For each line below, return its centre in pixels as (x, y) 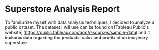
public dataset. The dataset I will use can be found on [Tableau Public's (77, 27)
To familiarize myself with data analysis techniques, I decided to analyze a (80, 22)
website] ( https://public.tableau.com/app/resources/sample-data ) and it (78, 32)
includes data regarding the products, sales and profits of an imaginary (77, 37)
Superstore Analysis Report (63, 9)
